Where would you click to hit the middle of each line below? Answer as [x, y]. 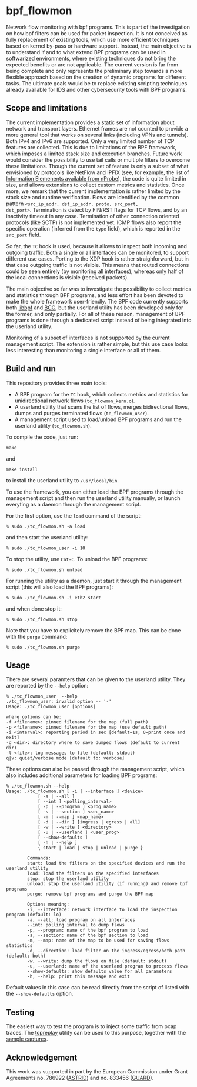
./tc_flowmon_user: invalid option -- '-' [59, 702]
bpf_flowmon [39, 11]
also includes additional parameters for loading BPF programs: [82, 775]
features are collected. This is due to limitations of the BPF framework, [91, 147]
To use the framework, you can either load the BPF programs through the [95, 492]
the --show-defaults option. [40, 994]
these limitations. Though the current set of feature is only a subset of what [97, 166]
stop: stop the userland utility [68, 879]
